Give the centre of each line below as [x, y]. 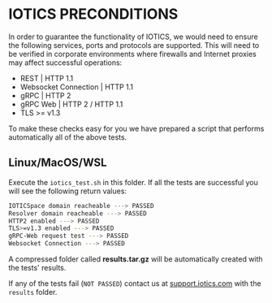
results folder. [33, 292]
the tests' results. [37, 268]
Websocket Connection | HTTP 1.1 [77, 87]
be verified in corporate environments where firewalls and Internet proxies [133, 54]
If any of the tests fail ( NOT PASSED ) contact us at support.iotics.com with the [135, 284]
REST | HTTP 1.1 [47, 78]
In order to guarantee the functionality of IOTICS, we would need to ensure [133, 37]
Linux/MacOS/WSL [58, 163]
